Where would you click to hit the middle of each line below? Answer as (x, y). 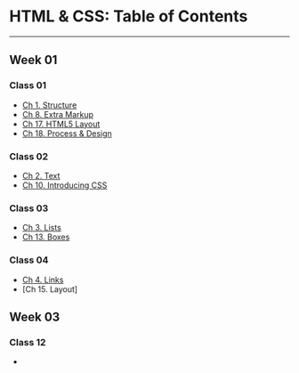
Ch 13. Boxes (46, 237)
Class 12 (28, 342)
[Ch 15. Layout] (50, 289)
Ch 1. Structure (49, 105)
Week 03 (35, 316)
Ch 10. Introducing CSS (65, 185)
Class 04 (29, 260)
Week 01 (33, 60)
